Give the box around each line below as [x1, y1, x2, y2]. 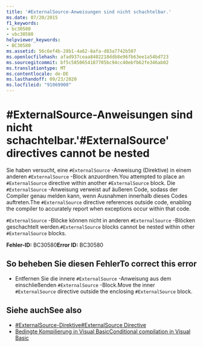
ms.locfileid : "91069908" [6, 82, 71, 88]
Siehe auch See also [6, 305, 82, 316]
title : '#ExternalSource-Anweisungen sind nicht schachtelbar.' [6, 8, 172, 15]
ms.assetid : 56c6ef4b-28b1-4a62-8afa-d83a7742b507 [6, 48, 137, 54]
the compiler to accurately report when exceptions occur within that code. [6, 205, 191, 212]
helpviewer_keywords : [6, 37, 61, 43]
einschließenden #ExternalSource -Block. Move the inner [14, 281, 155, 288]
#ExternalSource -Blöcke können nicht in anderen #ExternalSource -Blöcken [6, 216, 195, 224]
